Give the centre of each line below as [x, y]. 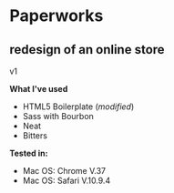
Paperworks [56, 16]
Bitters [35, 136]
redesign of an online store [87, 50]
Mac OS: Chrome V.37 [64, 171]
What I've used [39, 89]
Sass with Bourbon [58, 116]
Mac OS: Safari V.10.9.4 [67, 180]
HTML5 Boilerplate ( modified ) [78, 107]
